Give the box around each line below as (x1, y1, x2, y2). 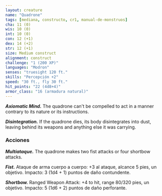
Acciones (5, 137, 30, 144)
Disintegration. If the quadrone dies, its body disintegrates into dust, (5, 118, 151, 124)
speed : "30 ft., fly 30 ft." (5, 79, 68, 84)
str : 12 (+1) (5, 46, 33, 51)
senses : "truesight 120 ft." (5, 70, 68, 75)
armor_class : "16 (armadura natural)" (5, 88, 88, 94)
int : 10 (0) (5, 31, 31, 37)
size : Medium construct (5, 50, 57, 56)
